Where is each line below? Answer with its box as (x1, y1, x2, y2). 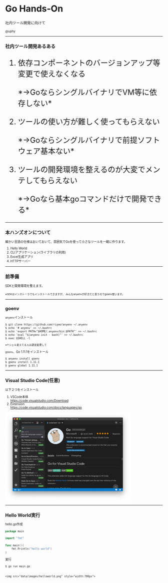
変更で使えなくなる (17, 69, 86, 79)
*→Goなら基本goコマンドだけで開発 (17, 194, 147, 204)
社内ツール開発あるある (5, 44, 56, 50)
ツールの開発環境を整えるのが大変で (17, 165, 146, 175)
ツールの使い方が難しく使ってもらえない (17, 117, 160, 127)
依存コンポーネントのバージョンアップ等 (17, 58, 161, 68)
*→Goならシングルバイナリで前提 (17, 136, 137, 145)
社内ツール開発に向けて (5, 21, 46, 26)
